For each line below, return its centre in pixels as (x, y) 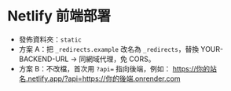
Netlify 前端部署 (59, 16)
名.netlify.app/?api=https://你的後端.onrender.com (99, 78)
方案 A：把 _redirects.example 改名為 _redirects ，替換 (109, 49)
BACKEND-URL (44, 59)
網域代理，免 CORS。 (120, 59)
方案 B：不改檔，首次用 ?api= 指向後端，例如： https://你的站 (118, 68)
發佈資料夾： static (50, 39)
